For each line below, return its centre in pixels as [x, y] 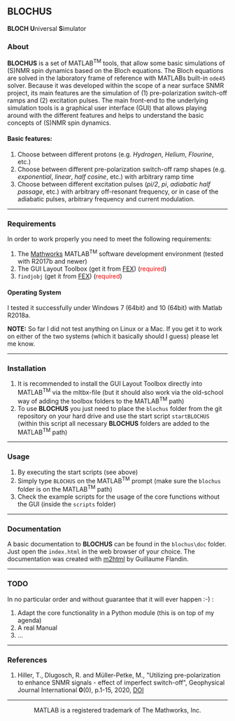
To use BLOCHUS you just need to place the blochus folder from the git [120, 408]
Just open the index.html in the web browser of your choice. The [101, 552]
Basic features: [30, 139]
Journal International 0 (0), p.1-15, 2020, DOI [81, 689]
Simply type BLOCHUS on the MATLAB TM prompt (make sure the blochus [119, 480]
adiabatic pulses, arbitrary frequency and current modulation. [106, 198]
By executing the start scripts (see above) [78, 472]
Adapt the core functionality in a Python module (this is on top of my [116, 612]
